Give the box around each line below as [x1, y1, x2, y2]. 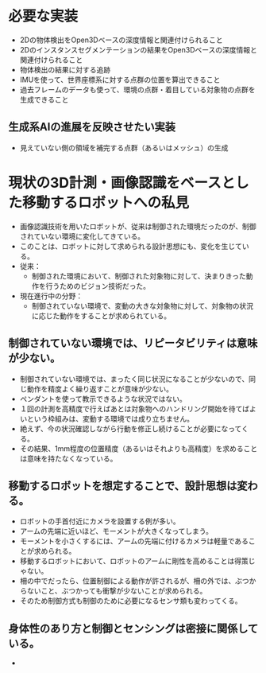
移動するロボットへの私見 [22, 193, 190, 212]
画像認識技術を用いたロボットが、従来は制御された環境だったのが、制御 [19, 221, 256, 231]
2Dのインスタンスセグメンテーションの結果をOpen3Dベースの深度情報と [19, 45, 258, 54]
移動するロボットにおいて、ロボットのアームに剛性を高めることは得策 [19, 556, 249, 566]
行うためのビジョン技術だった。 [45, 281, 151, 290]
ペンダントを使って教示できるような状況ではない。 [19, 394, 187, 403]
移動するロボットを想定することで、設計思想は [8, 479, 237, 492]
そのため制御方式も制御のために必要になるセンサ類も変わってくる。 [19, 596, 242, 605]
